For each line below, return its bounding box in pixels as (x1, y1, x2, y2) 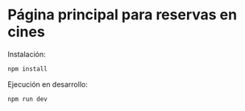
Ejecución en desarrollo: (7, 79, 88, 89)
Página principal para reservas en (7, 6, 238, 24)
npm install (7, 64, 48, 73)
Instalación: (7, 49, 46, 59)
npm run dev (7, 95, 48, 103)
